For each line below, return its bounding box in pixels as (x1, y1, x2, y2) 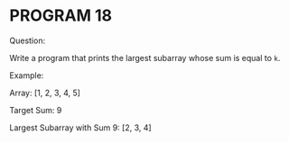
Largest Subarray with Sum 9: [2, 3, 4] (9, 122, 152, 133)
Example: (9, 69, 44, 81)
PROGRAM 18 (9, 5, 113, 26)
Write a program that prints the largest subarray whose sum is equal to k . (9, 52, 281, 63)
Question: (9, 35, 46, 46)
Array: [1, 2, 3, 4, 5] (9, 87, 81, 98)
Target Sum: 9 (9, 104, 62, 115)
